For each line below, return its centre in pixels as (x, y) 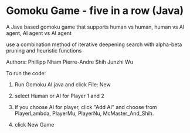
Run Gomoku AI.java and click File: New (62, 84)
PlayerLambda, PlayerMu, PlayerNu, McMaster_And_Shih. (84, 113)
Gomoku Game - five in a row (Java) (95, 11)
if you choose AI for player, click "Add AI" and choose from (86, 107)
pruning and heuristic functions (44, 50)
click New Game (34, 124)
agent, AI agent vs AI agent (39, 33)
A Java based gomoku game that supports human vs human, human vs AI (95, 27)
